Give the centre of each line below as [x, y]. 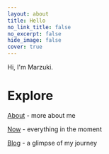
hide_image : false [34, 40]
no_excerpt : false [34, 34]
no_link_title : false [39, 27]
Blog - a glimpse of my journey [52, 143]
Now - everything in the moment [55, 129]
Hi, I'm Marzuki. [30, 67]
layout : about [28, 14]
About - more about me [41, 115]
